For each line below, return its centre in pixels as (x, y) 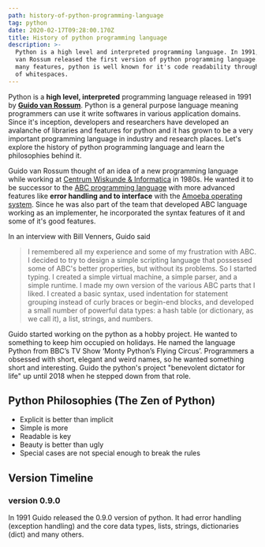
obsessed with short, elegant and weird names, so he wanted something (126, 359)
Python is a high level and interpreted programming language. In (127, 52)
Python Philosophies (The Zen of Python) (112, 401)
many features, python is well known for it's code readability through (137, 67)
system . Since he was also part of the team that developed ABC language (128, 204)
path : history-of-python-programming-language (86, 15)
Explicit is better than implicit (66, 420)
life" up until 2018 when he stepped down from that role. (100, 376)
